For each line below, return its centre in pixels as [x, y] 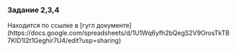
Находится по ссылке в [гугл [51, 26]
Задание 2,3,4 [33, 10]
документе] [114, 26]
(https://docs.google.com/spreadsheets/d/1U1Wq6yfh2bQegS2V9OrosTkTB [118, 33]
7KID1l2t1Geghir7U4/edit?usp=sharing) [64, 41]
